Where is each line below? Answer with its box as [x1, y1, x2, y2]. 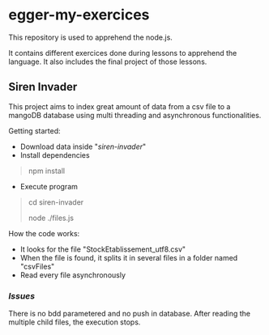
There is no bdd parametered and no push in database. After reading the [8, 309, 251, 319]
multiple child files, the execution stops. [8, 317, 141, 327]
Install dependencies [19, 150, 91, 159]
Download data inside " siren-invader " [19, 142, 147, 151]
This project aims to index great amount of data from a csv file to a [8, 101, 231, 111]
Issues [8, 290, 35, 301]
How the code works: [8, 228, 80, 238]
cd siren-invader [28, 197, 84, 207]
